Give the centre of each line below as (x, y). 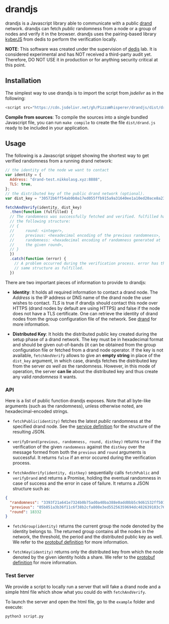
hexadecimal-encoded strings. (37, 411)
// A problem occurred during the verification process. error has (86, 263)
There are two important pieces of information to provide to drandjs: (76, 282)
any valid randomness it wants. (45, 377)
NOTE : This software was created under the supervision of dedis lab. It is (81, 49)
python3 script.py (24, 616)
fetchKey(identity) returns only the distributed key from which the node (88, 552)
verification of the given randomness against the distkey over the (79, 447)
